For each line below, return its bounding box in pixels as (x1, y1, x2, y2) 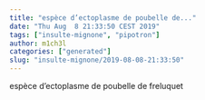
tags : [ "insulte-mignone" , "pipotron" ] (9, 30, 161, 39)
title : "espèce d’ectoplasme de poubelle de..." (9, 13, 197, 23)
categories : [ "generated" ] (9, 47, 112, 56)
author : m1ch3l (9, 38, 67, 48)
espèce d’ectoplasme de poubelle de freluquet (9, 81, 184, 91)
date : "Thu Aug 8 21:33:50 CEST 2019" (9, 22, 161, 31)
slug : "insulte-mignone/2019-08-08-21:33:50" (9, 55, 184, 65)
